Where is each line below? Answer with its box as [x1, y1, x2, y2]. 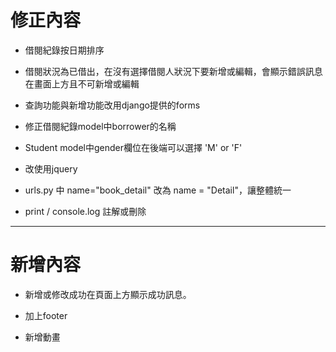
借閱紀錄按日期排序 [24, 44, 105, 56]
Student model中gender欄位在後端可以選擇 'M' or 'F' [24, 141, 243, 153]
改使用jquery [24, 162, 78, 175]
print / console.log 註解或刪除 [24, 205, 147, 217]
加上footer [24, 309, 68, 321]
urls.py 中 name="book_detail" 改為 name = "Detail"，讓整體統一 [24, 184, 292, 196]
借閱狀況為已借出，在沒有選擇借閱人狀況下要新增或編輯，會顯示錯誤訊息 [24, 65, 323, 77]
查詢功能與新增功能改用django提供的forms [24, 99, 201, 111]
